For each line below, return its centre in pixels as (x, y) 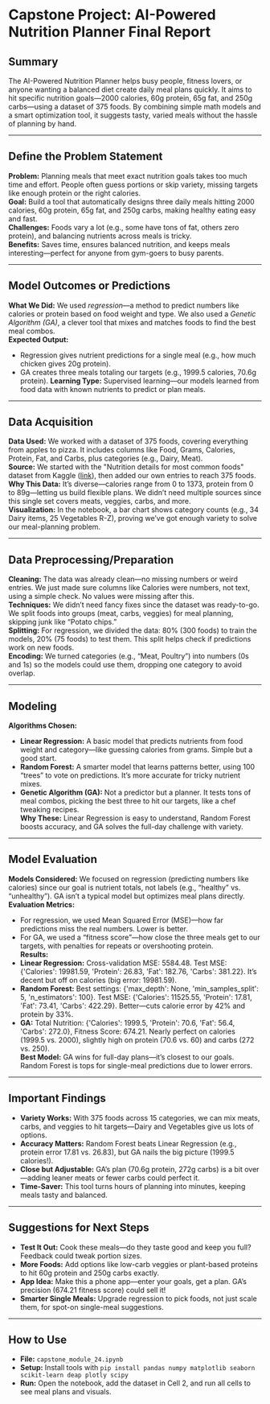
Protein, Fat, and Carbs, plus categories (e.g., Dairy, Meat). (106, 458)
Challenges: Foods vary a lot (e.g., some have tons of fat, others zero (124, 227)
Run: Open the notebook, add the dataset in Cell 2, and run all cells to (135, 1383)
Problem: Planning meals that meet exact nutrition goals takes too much (128, 175)
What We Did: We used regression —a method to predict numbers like (124, 305)
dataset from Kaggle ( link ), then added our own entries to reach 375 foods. (133, 476)
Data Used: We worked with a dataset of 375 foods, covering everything (128, 441)
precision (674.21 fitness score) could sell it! (93, 1290)
